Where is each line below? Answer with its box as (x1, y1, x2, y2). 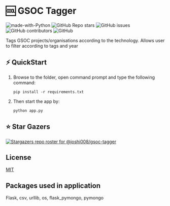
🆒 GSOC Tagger (6, 5, 77, 17)
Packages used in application (6, 181, 101, 190)
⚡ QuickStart (6, 58, 47, 67)
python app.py (13, 108, 43, 113)
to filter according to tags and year (6, 43, 78, 49)
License (6, 153, 31, 162)
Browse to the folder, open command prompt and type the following (13, 74, 155, 80)
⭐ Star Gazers (6, 122, 50, 131)
